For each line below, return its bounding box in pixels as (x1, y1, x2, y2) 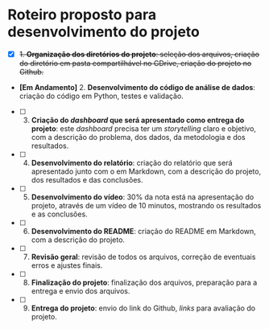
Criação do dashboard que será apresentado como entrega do (31, 115, 245, 125)
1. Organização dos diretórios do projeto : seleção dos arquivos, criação (19, 49, 259, 59)
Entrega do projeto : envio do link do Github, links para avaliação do (31, 303, 255, 313)
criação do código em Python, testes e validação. (19, 91, 184, 101)
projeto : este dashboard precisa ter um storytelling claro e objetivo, (31, 124, 257, 134)
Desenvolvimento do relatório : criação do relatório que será (31, 158, 233, 167)
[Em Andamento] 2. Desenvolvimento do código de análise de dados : (19, 83, 255, 92)
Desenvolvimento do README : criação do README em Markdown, (31, 227, 257, 236)
